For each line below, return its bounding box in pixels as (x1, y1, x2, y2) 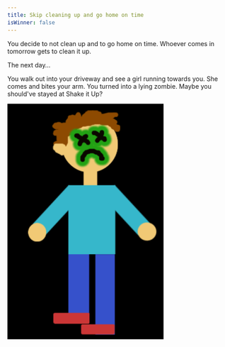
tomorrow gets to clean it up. (7, 47, 92, 55)
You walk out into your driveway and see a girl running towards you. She (7, 75, 218, 83)
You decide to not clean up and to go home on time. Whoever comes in (7, 39, 214, 48)
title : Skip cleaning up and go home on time (7, 11, 144, 18)
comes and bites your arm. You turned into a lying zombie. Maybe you (7, 82, 212, 90)
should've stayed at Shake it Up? (7, 89, 103, 98)
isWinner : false (7, 18, 55, 26)
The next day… (7, 60, 51, 69)
